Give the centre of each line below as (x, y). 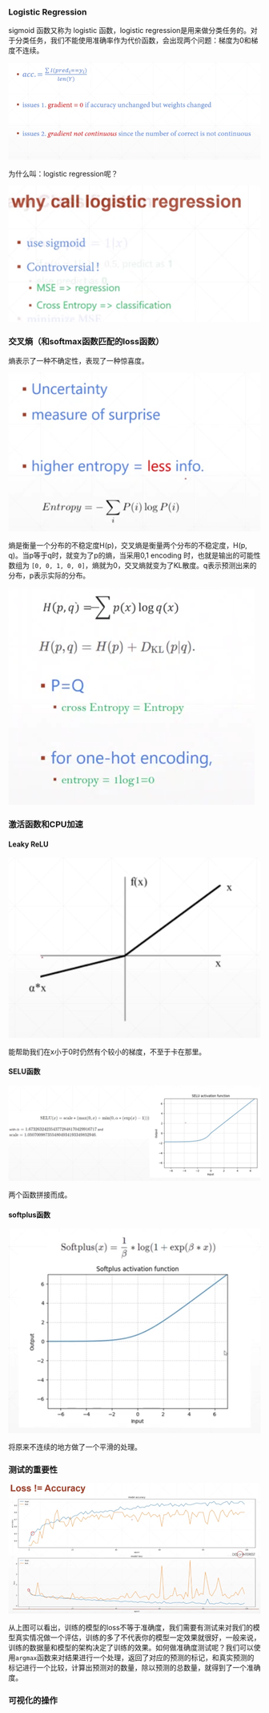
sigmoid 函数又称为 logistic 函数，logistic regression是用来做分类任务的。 (129, 30)
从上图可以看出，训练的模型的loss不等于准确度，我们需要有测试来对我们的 (131, 1628)
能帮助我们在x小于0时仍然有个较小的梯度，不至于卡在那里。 (107, 1051)
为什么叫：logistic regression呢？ (63, 173)
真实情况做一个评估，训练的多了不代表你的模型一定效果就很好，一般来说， (138, 1638)
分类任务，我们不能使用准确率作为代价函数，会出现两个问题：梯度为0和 (133, 41)
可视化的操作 (33, 1701)
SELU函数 (24, 1072)
